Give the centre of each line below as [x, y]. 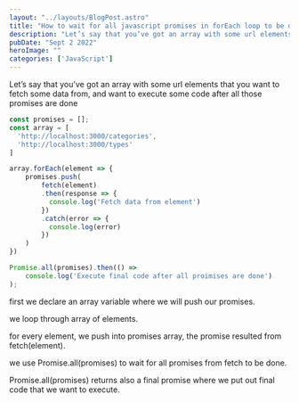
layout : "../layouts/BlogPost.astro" [79, 17]
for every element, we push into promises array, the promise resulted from [145, 336]
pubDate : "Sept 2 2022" [53, 42]
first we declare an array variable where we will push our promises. [132, 301]
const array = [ [39, 127]
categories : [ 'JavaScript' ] [61, 59]
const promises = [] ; [49, 119]
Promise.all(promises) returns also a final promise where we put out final [142, 380]
